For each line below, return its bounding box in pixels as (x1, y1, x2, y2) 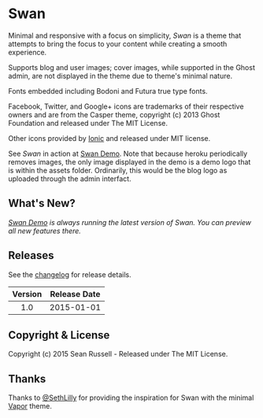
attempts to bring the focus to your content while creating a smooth (8, 39, 228, 48)
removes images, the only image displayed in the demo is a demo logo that (8, 157, 251, 166)
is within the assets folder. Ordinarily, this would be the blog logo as (8, 165, 228, 175)
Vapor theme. (8, 401, 53, 411)
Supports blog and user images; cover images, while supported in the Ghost (8, 62, 256, 72)
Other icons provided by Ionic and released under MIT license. (8, 133, 211, 142)
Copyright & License (8, 328, 110, 342)
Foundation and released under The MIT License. (8, 118, 168, 128)
